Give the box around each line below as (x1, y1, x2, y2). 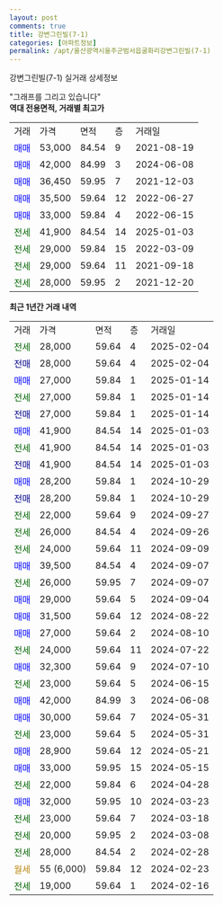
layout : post (9, 13, 58, 22)
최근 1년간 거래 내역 (9, 302, 77, 313)
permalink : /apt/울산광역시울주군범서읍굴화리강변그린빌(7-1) (9, 47, 211, 56)
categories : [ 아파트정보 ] (9, 38, 97, 48)
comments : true (9, 22, 67, 31)
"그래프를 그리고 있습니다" (9, 92, 102, 102)
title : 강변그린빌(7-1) (9, 30, 89, 39)
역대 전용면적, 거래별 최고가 (9, 102, 105, 113)
